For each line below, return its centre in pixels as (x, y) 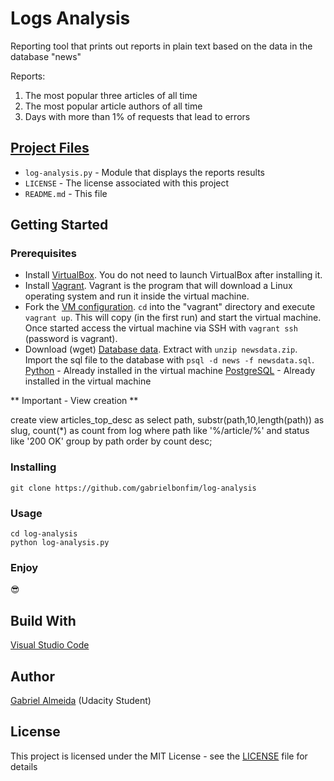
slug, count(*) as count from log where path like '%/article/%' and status (160, 431)
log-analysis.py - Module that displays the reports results (144, 172)
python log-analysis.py (60, 543)
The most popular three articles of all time (111, 95)
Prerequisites (43, 254)
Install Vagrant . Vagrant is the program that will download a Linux (158, 286)
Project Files (50, 148)
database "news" (46, 56)
